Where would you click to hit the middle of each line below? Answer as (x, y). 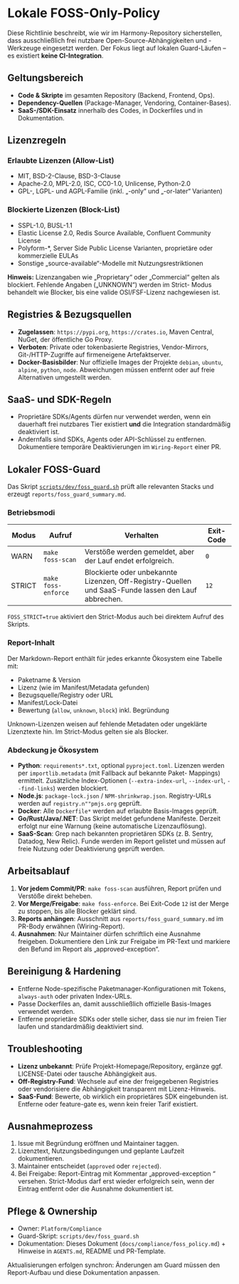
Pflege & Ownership (52, 1211)
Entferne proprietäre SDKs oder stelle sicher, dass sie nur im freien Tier (122, 1019)
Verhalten (141, 535)
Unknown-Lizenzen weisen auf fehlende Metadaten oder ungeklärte (107, 724)
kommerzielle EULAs (48, 255)
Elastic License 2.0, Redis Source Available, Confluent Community (114, 232)
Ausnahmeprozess (50, 1126)
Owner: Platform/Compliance (59, 1228)
